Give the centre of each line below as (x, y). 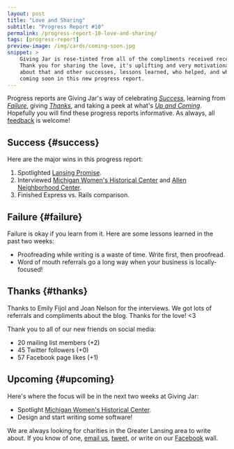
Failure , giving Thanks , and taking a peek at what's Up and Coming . (104, 106)
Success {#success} (53, 143)
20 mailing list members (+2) (58, 342)
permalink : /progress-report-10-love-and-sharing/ (82, 33)
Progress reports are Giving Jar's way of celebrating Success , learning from (116, 98)
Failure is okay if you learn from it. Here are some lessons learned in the (110, 234)
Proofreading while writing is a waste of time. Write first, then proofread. (121, 254)
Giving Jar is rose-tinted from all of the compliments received (117, 59)
